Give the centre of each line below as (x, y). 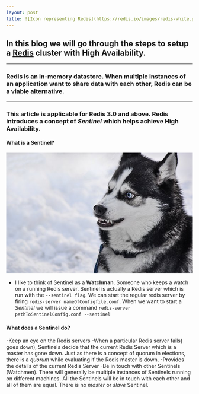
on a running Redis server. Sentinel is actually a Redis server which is (99, 289)
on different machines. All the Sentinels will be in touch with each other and (98, 379)
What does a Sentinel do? (38, 328)
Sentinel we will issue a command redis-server (73, 308)
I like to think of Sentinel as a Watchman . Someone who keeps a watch (101, 282)
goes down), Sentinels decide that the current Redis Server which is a (91, 347)
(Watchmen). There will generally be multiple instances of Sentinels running (99, 372)
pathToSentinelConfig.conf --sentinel (62, 314)
